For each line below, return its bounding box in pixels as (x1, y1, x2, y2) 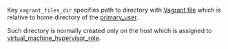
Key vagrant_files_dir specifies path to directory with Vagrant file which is (7, 6, 222, 14)
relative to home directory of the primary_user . (7, 13, 139, 21)
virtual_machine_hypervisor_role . (7, 34, 101, 42)
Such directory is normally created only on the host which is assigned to (7, 27, 212, 35)
